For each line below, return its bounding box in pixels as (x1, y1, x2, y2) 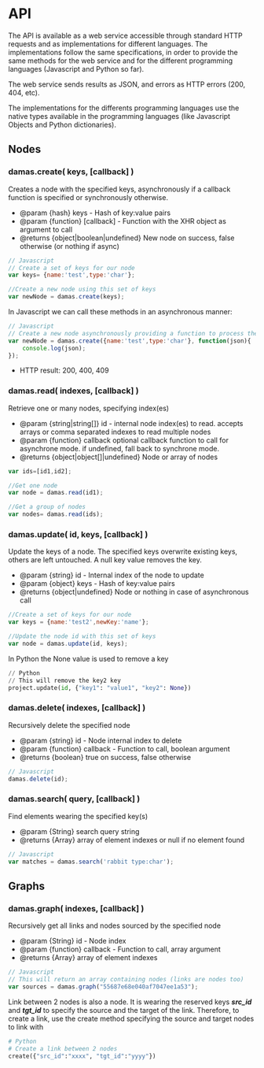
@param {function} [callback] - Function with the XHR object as (19, 216, 226, 225)
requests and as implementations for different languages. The (8, 39, 208, 48)
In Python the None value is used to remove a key (8, 654, 169, 663)
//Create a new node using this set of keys (8, 285, 156, 294)
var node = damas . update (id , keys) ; (8, 640, 128, 647)
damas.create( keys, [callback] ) (8, 166, 134, 177)
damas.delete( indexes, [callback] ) (8, 703, 146, 714)
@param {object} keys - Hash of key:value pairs (19, 579, 175, 588)
